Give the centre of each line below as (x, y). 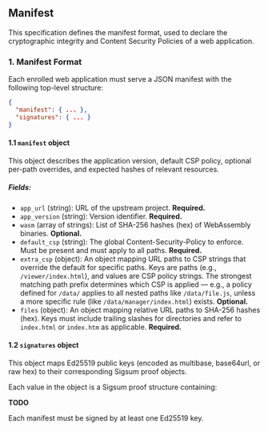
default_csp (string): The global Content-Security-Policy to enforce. (132, 242)
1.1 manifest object (39, 143)
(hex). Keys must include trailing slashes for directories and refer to (131, 318)
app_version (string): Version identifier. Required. (101, 216)
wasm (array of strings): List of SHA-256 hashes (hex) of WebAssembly (135, 224)
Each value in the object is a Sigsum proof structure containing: (113, 387)
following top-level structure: (56, 88)
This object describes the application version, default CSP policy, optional (130, 160)
